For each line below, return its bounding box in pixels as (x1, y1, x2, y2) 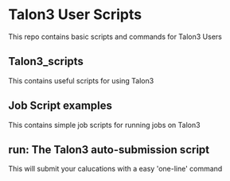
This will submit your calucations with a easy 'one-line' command (8, 164, 223, 174)
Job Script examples (8, 99, 113, 113)
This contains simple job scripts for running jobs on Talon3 (8, 120, 201, 129)
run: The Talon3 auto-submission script (8, 143, 210, 156)
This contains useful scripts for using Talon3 (8, 75, 154, 85)
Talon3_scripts (8, 55, 84, 68)
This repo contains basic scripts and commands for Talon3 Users (8, 32, 223, 41)
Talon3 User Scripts (8, 6, 142, 24)
